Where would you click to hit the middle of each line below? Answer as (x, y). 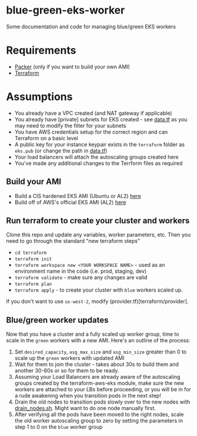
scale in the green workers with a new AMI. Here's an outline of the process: (98, 341)
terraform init (33, 259)
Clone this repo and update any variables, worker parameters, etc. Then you (98, 235)
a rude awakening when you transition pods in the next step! (88, 396)
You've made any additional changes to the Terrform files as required (98, 163)
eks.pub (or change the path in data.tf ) (61, 150)
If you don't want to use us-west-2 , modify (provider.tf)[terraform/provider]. (97, 302)
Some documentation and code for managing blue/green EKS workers (91, 27)
